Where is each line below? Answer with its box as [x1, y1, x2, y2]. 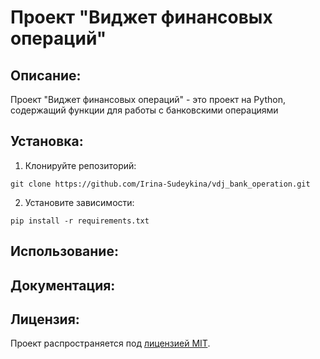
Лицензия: [10, 311, 80, 328]
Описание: [10, 67, 82, 84]
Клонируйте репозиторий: [24, 159, 137, 171]
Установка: [10, 133, 84, 150]
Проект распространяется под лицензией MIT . [10, 337, 211, 350]
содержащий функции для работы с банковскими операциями [10, 104, 279, 116]
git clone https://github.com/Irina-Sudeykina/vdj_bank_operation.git [10, 179, 311, 189]
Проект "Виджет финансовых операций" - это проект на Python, [10, 94, 286, 105]
